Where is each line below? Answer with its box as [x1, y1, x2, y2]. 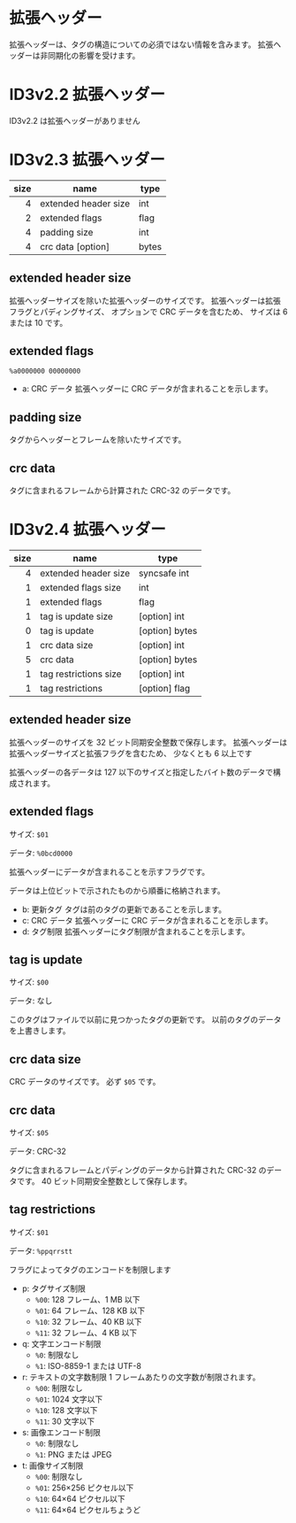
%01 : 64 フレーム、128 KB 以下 [34, 1305, 146, 1316]
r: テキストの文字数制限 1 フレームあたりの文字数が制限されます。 [21, 1372, 261, 1382]
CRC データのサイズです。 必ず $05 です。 [9, 1077, 161, 1087]
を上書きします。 [9, 1025, 71, 1036]
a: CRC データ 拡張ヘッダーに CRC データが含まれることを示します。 [21, 383, 273, 394]
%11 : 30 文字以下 [34, 1416, 95, 1426]
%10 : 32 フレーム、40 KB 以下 [34, 1316, 143, 1326]
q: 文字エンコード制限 [21, 1338, 102, 1349]
